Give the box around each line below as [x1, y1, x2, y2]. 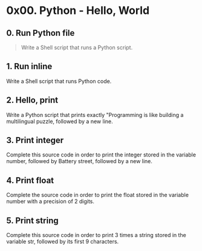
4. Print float [6, 175, 54, 186]
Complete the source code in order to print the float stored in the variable [6, 192, 189, 199]
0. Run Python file [6, 28, 75, 38]
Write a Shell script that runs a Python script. [21, 44, 133, 51]
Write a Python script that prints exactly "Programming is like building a [6, 111, 184, 118]
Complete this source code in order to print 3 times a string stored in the [6, 232, 186, 239]
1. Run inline [6, 61, 53, 72]
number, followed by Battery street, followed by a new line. [6, 158, 153, 165]
